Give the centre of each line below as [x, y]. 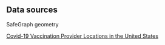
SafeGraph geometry [32, 24]
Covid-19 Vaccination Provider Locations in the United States [82, 36]
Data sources [32, 10]
